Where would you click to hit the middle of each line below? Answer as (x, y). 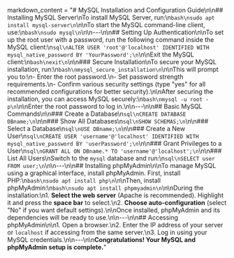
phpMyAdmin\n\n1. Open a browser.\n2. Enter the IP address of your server (115, 225)
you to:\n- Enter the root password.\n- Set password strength (95, 77)
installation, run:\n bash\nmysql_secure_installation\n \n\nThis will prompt (113, 69)
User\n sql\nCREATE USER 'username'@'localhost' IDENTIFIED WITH (103, 136)
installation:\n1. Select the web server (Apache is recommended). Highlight (115, 195)
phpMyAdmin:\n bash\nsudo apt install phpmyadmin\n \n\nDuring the (105, 188)
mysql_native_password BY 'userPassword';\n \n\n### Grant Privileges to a (115, 143)
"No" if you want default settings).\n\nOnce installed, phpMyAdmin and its (114, 210)
